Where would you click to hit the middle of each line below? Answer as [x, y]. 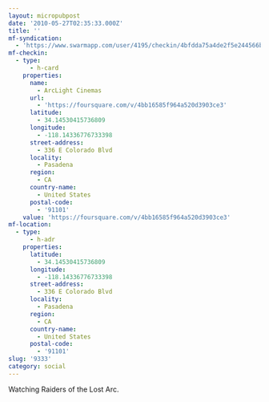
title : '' [25, 30]
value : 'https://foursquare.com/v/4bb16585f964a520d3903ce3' [126, 217]
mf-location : [30, 225]
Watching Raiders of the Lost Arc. [64, 389]
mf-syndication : [35, 38]
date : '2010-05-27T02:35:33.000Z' [66, 23]
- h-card [44, 68]
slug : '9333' [30, 359]
